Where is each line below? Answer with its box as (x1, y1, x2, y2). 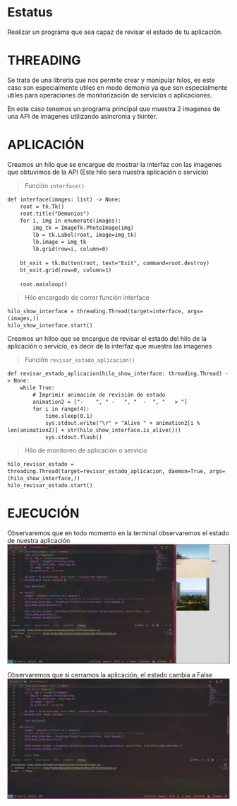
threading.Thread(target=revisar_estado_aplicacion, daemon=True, (7, 467, 207, 474)
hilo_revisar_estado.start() (7, 481, 93, 489)
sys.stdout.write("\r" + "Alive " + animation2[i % (44, 419, 200, 426)
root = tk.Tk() (20, 203, 65, 210)
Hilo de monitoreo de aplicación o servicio (24, 446, 147, 455)
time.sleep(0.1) (44, 412, 93, 419)
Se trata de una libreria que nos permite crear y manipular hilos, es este (7, 76, 215, 84)
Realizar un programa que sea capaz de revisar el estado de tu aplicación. (7, 28, 224, 36)
